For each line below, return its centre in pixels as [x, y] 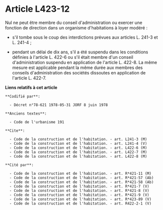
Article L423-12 [37, 9]
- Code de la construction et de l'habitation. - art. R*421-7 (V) [80, 186]
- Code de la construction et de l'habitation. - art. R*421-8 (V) [80, 190]
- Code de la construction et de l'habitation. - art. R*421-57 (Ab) [81, 178]
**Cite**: [15, 131]
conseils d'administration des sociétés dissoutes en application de [79, 72]
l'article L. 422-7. [29, 78]
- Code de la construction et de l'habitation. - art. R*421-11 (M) [81, 173]
